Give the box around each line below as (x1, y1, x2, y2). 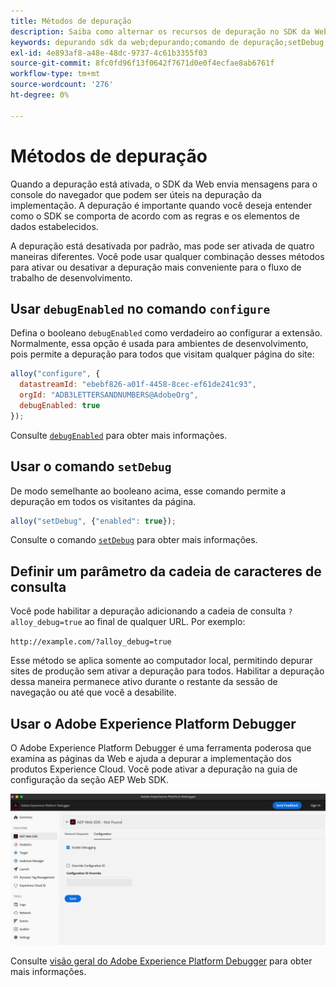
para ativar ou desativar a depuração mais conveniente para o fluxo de (10, 261, 302, 273)
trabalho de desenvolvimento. (10, 271, 133, 284)
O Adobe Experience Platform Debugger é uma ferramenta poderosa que (10, 742, 312, 754)
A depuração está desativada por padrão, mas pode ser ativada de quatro (10, 240, 315, 252)
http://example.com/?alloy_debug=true (10, 637, 172, 647)
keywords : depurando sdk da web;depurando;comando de (10, 37, 240, 47)
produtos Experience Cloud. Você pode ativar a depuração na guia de (10, 763, 298, 775)
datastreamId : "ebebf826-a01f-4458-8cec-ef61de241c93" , (19, 380, 257, 390)
